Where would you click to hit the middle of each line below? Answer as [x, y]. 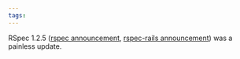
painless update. [35, 46]
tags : [17, 15]
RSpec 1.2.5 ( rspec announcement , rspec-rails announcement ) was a [120, 38]
